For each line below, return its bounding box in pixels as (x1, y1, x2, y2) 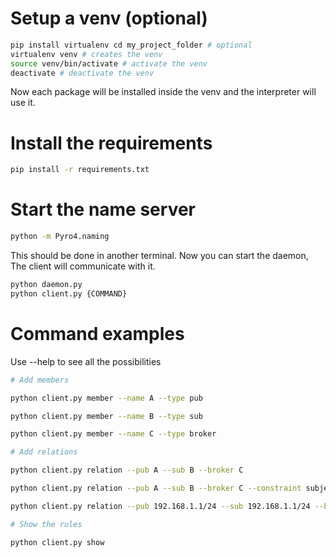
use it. (10, 97, 36, 109)
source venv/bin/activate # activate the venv (10, 58, 208, 69)
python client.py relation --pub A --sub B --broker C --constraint (10, 483, 302, 493)
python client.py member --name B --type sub (10, 411, 203, 421)
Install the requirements (10, 132, 213, 154)
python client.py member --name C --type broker (10, 429, 217, 439)
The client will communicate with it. (10, 260, 156, 272)
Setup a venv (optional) (10, 7, 208, 30)
